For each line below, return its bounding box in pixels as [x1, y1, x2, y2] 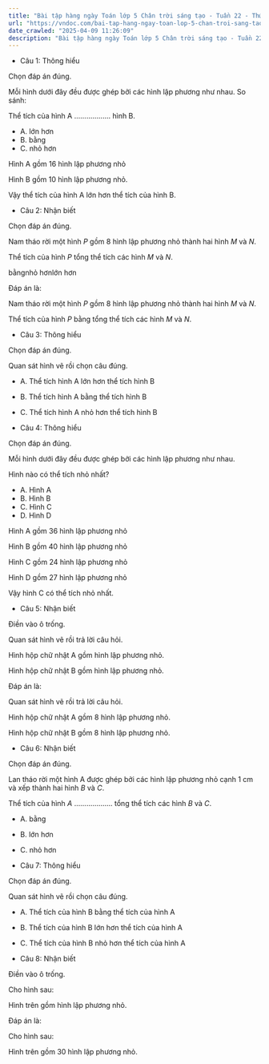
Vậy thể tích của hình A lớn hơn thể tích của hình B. [8, 190, 176, 200]
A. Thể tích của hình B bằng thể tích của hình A [19, 907, 175, 917]
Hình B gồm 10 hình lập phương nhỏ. [8, 175, 128, 184]
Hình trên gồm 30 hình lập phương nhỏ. [8, 1047, 138, 1057]
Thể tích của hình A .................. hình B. [8, 111, 136, 121]
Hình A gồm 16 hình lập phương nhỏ [8, 159, 126, 169]
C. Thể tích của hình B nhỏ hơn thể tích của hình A [19, 938, 186, 948]
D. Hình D [19, 510, 52, 521]
